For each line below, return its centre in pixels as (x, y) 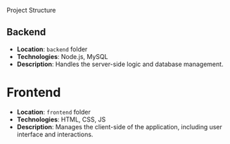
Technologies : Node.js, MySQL (62, 56)
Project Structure (31, 10)
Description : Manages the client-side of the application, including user (120, 126)
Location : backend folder (52, 49)
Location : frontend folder (53, 112)
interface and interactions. (55, 134)
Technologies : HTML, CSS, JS (61, 119)
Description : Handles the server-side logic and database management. (120, 64)
